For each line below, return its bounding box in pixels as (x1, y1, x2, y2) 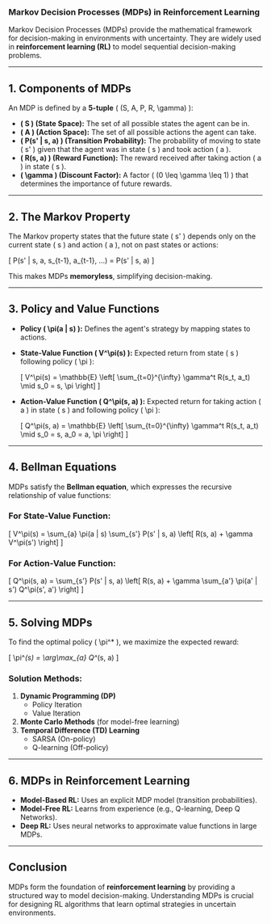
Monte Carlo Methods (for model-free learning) (19, 717, 180, 727)
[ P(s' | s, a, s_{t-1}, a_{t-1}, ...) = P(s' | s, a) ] (8, 255, 155, 265)
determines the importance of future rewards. (19, 179, 173, 188)
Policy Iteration (31, 700, 82, 710)
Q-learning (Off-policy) (31, 743, 109, 753)
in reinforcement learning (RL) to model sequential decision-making (8, 42, 236, 52)
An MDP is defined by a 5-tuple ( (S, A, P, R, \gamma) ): (8, 103, 194, 113)
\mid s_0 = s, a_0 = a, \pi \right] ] (19, 429, 129, 439)
